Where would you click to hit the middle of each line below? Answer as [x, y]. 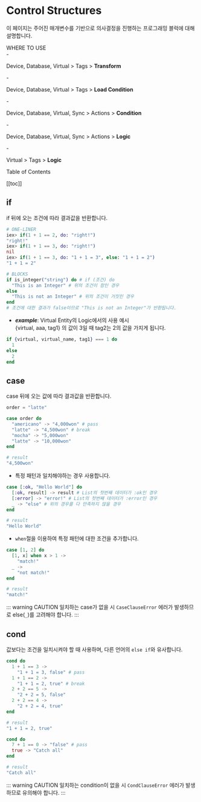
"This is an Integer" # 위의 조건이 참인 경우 [65, 286]
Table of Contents [29, 172]
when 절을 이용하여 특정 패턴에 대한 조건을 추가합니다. [77, 539]
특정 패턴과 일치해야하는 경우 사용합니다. [62, 476]
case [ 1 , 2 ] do [25, 550]
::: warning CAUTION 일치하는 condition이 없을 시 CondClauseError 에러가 [95, 785]
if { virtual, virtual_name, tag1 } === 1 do [62, 339]
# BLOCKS [17, 274]
